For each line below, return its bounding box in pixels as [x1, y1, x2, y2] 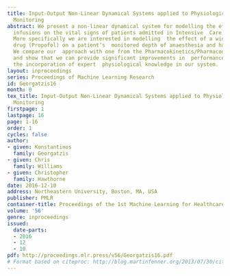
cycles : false [7, 131, 48, 138]
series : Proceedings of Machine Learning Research [7, 73, 155, 81]
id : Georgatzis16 [7, 80, 57, 87]
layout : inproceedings [7, 67, 72, 74]
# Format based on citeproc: [7, 258, 90, 265]
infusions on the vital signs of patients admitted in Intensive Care [13, 29, 222, 36]
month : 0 [7, 86, 32, 93]
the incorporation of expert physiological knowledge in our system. [13, 61, 219, 68]
